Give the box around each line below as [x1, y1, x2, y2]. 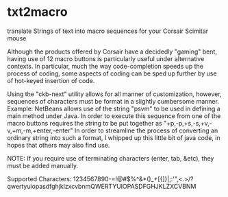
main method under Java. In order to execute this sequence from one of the [7, 111, 221, 120]
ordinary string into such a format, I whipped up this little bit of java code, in [7, 133, 220, 141]
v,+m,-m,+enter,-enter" [7, 126, 73, 135]
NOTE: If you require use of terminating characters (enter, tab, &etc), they [7, 154, 214, 162]
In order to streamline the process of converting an [74, 126, 218, 135]
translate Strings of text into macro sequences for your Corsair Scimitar [7, 27, 209, 35]
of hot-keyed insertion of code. [7, 76, 95, 84]
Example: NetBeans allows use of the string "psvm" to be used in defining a [7, 104, 220, 113]
